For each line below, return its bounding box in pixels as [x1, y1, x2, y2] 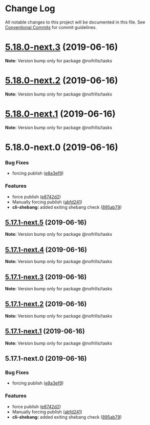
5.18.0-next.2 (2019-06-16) [5, 75, 118, 86]
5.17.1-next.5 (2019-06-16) [5, 218, 87, 226]
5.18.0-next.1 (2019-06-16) [5, 108, 116, 119]
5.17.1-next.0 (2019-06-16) [5, 354, 87, 363]
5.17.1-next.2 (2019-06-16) [5, 300, 87, 308]
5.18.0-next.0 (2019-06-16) [5, 142, 118, 152]
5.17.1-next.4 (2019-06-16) [5, 246, 87, 254]
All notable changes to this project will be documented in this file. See [5, 19, 146, 25]
